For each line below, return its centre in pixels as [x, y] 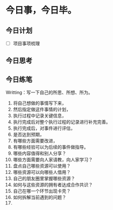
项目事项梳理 [26, 43]
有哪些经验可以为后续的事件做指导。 [51, 147]
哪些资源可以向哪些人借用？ [42, 172]
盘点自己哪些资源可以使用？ [42, 166]
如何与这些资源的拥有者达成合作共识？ [53, 185]
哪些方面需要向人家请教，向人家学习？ [53, 160]
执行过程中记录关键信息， [40, 116]
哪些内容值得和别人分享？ [40, 153]
